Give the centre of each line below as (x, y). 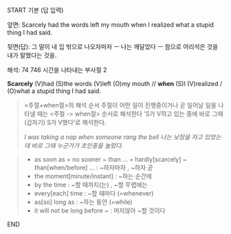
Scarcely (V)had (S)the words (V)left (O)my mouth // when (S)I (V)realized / (114, 84)
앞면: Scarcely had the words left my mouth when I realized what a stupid (111, 25)
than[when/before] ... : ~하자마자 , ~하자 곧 (93, 168)
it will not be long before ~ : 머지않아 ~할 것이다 (100, 211)
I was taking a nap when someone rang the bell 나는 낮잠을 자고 (113, 137)
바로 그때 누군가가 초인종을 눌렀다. (77, 146)
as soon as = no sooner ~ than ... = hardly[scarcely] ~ (110, 159)
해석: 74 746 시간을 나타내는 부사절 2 (57, 70)
